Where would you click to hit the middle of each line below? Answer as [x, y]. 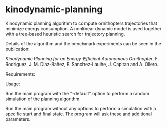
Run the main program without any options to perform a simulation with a [81, 108]
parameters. [18, 119]
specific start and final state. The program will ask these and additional [79, 114]
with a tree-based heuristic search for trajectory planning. [65, 34]
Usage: [13, 84]
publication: [17, 49]
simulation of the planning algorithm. [43, 99]
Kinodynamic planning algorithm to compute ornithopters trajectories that [81, 23]
